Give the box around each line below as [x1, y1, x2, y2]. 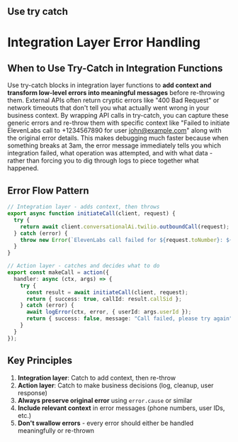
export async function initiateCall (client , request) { [7, 210, 176, 217]
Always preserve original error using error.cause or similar [17, 396, 193, 404]
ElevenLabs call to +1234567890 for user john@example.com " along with [7, 126, 222, 135]
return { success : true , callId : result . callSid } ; [25, 295, 182, 302]
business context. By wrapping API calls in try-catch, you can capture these [7, 111, 229, 120]
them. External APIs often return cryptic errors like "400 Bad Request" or [7, 96, 220, 105]
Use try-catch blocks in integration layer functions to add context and [7, 81, 212, 89]
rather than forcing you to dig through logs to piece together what [7, 156, 200, 165]
